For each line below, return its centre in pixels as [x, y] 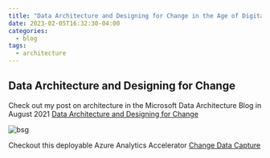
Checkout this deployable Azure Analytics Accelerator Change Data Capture [135, 145]
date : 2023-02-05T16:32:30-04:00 [64, 23]
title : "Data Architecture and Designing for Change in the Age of [124, 16]
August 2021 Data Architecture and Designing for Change [104, 114]
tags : [17, 46]
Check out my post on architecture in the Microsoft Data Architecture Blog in [135, 105]
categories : [28, 31]
